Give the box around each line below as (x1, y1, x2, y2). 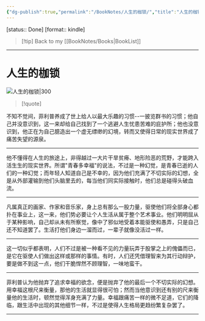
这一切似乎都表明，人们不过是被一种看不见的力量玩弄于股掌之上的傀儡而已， (6, 244, 199, 252)
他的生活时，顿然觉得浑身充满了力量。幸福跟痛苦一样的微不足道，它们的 (11, 294, 193, 301)
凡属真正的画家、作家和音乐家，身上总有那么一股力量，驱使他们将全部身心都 (6, 203, 199, 210)
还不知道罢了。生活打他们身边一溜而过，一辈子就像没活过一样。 (6, 226, 167, 233)
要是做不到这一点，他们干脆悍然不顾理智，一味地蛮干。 (6, 259, 145, 267)
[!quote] (21, 100, 41, 107)
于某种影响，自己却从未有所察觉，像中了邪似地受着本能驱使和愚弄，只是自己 (6, 218, 199, 225)
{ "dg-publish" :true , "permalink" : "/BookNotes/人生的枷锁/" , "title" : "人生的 (6, 9, 193, 15)
